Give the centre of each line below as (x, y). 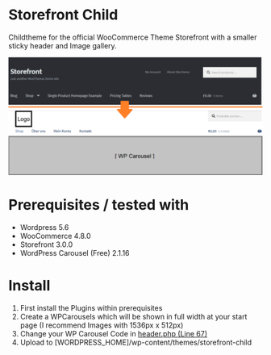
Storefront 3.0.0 (46, 244)
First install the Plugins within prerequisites (91, 308)
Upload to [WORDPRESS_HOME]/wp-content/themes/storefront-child (136, 342)
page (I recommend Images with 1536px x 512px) (102, 325)
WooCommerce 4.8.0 (55, 236)
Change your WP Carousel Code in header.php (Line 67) (114, 334)
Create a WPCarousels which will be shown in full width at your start (133, 317)
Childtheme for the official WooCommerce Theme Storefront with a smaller (133, 37)
